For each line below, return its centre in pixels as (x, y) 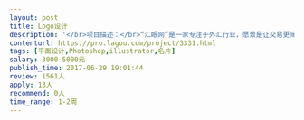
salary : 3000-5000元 (47, 60)
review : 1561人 (37, 77)
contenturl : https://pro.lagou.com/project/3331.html (113, 43)
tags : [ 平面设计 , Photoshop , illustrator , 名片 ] (93, 51)
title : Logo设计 (38, 26)
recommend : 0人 (37, 93)
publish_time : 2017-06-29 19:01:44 (76, 69)
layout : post (34, 18)
